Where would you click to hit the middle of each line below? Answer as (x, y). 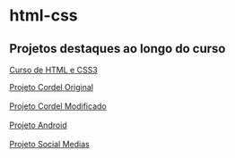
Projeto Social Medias (49, 144)
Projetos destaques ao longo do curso (117, 49)
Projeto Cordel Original (52, 87)
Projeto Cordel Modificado (58, 106)
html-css (44, 16)
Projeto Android (38, 125)
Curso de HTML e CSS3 (54, 70)
